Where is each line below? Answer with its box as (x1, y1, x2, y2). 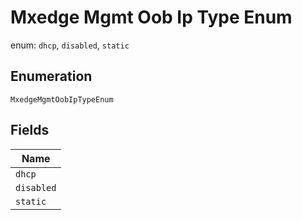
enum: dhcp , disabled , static (10, 39, 130, 51)
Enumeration (10, 68, 93, 85)
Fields (10, 122, 50, 139)
